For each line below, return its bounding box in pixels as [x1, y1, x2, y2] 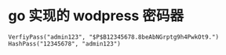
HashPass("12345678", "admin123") [8, 40, 122, 47]
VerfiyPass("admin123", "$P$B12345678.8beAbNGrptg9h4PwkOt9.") [8, 33, 220, 41]
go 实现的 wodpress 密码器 [8, 7, 184, 25]
